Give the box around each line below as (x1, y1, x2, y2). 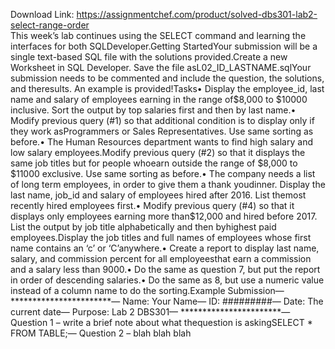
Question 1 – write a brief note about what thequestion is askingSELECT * (10, 317, 313, 328)
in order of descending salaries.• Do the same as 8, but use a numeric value (10, 274, 325, 286)
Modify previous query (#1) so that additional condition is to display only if (10, 115, 315, 126)
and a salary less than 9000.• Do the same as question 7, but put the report (10, 264, 321, 275)
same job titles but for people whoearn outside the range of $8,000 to (10, 157, 298, 169)
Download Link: (10, 9, 75, 20)
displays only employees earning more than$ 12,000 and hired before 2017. (10, 210, 318, 222)
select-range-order (10, 19, 90, 31)
